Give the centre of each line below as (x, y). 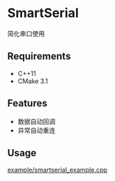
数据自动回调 (36, 121)
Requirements (39, 56)
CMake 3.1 (33, 81)
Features (27, 103)
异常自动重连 (36, 130)
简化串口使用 (26, 33)
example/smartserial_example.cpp (57, 170)
